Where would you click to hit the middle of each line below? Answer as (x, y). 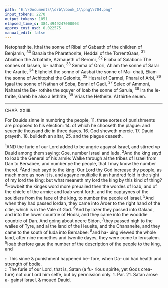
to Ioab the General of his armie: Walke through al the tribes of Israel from (81, 158)
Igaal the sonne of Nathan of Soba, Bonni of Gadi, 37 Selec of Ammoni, (78, 84)
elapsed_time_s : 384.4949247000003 (42, 24)
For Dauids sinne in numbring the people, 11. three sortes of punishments (80, 120)
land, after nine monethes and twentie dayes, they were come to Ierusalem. (83, 237)
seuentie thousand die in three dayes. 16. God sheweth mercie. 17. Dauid (79, 131)
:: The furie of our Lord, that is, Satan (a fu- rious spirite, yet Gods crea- (79, 269)
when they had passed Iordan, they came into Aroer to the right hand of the (83, 203)
